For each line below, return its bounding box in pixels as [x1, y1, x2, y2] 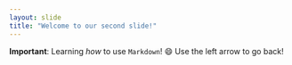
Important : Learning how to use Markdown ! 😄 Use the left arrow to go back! [9, 45, 284, 56]
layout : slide [9, 12, 62, 22]
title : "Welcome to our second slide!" [9, 21, 158, 30]
